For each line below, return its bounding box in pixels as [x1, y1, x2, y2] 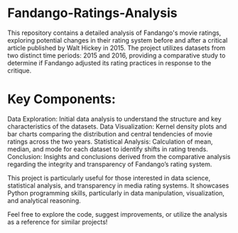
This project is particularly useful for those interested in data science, [7, 173, 211, 182]
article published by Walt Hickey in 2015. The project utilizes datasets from [7, 43, 226, 52]
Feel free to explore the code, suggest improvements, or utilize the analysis [7, 210, 227, 218]
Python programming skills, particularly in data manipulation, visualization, [7, 188, 225, 197]
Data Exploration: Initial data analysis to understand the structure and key [7, 114, 222, 123]
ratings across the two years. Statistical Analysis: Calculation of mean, [7, 137, 213, 146]
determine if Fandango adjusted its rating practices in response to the [7, 58, 212, 67]
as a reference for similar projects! [7, 217, 108, 226]
